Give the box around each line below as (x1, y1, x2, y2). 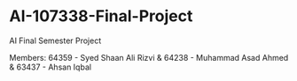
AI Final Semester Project (9, 35, 102, 46)
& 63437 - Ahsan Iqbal (9, 62, 91, 72)
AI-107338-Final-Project (9, 6, 193, 26)
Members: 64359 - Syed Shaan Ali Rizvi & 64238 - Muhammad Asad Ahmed (9, 52, 289, 63)
